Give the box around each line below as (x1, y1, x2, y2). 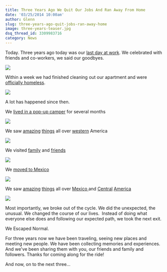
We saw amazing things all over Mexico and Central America (5, 186, 131, 192)
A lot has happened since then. (5, 99, 70, 105)
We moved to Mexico (5, 166, 49, 172)
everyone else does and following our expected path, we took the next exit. (5, 215, 162, 221)
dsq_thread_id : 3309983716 (5, 31, 62, 36)
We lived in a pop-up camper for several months (5, 108, 106, 114)
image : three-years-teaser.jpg (5, 26, 71, 31)
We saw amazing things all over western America (5, 127, 107, 134)
